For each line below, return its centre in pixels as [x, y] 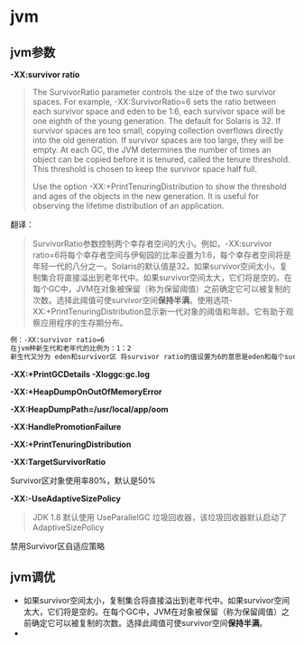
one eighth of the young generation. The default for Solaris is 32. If [157, 121]
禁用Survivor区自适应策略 [58, 545]
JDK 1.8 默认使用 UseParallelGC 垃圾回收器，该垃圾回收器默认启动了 [160, 517]
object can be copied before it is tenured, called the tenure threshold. [161, 159]
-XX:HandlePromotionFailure [66, 426]
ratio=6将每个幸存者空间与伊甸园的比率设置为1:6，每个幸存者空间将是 [161, 255]
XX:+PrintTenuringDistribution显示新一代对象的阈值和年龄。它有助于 [159, 311]
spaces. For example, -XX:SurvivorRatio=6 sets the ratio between [154, 102]
